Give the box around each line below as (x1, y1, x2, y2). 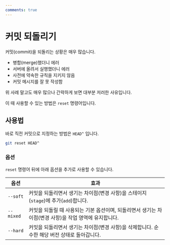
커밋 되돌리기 (5, 31, 57, 42)
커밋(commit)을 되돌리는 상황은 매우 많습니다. (5, 49, 96, 55)
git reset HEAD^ (5, 141, 39, 146)
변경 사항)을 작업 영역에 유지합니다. (39, 214, 119, 221)
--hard (8, 228, 24, 233)
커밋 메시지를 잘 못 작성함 (12, 78, 63, 84)
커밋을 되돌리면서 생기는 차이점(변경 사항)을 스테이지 (28, 189, 147, 196)
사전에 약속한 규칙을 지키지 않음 (12, 72, 75, 78)
